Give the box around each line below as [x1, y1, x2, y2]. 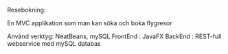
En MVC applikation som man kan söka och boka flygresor [7, 19, 173, 27]
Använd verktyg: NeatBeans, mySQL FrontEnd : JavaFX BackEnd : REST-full [7, 32, 222, 40]
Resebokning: [7, 6, 46, 14]
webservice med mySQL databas [7, 40, 101, 47]
